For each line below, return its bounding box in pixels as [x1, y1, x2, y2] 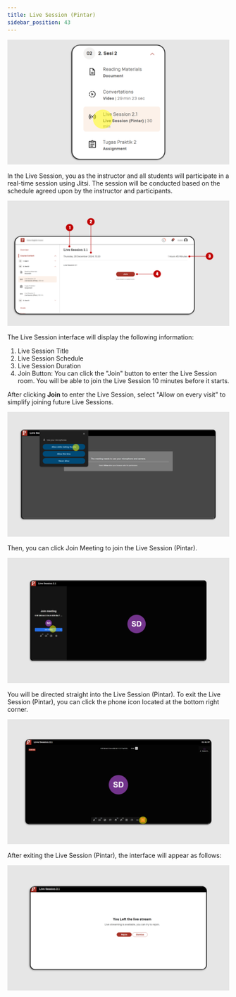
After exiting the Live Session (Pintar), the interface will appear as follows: [7, 851, 222, 859]
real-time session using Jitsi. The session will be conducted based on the [7, 179, 221, 187]
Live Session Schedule [17, 354, 84, 363]
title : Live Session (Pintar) [7, 11, 97, 18]
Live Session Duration [17, 361, 81, 370]
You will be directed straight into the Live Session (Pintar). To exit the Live [7, 690, 221, 699]
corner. [7, 705, 28, 713]
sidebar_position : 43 [7, 18, 71, 26]
